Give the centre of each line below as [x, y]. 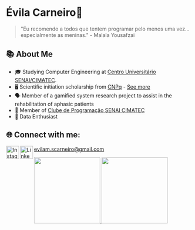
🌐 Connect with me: [43, 135]
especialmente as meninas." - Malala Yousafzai [78, 35]
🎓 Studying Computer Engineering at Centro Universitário [85, 72]
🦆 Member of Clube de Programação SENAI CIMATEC [80, 110]
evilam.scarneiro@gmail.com [69, 149]
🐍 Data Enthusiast [36, 116]
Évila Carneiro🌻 [45, 13]
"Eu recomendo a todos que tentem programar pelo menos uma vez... [105, 29]
